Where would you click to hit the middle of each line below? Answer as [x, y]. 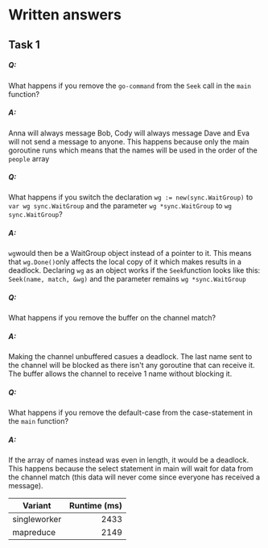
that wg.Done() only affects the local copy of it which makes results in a [125, 262]
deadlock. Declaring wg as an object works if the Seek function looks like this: [134, 270]
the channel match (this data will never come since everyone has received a [134, 477]
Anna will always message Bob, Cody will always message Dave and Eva [129, 133]
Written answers [65, 15]
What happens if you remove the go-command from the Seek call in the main [130, 86]
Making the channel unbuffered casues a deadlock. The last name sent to [130, 357]
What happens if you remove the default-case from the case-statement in [131, 412]
